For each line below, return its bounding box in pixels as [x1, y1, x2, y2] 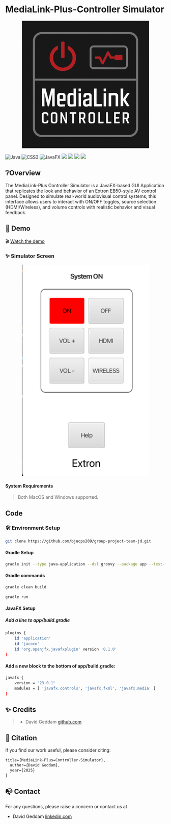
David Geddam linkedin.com [12, 813, 72, 819]
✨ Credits [5, 705, 37, 714]
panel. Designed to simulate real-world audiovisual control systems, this [5, 193, 156, 199]
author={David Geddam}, [10, 763, 60, 768]
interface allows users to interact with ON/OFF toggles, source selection [5, 198, 157, 204]
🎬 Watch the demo [5, 238, 45, 244]
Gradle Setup [5, 550, 34, 556]
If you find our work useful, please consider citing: [5, 747, 111, 753]
